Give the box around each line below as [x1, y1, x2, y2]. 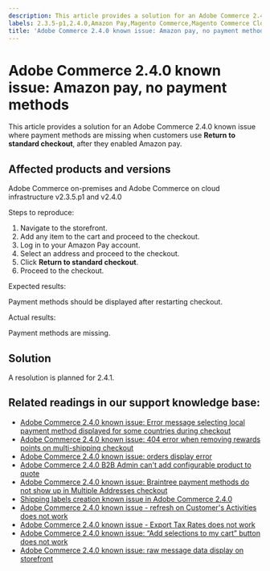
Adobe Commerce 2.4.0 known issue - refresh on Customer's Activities [19, 503, 257, 512]
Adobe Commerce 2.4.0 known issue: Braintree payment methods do [19, 477, 250, 487]
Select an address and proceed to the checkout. [19, 249, 180, 259]
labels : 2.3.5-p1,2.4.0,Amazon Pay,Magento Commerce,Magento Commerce [8, 19, 250, 27]
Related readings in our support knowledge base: [8, 396, 260, 410]
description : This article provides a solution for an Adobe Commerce [8, 11, 250, 20]
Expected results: [8, 282, 67, 292]
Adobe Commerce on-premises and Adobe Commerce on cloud [8, 184, 220, 194]
